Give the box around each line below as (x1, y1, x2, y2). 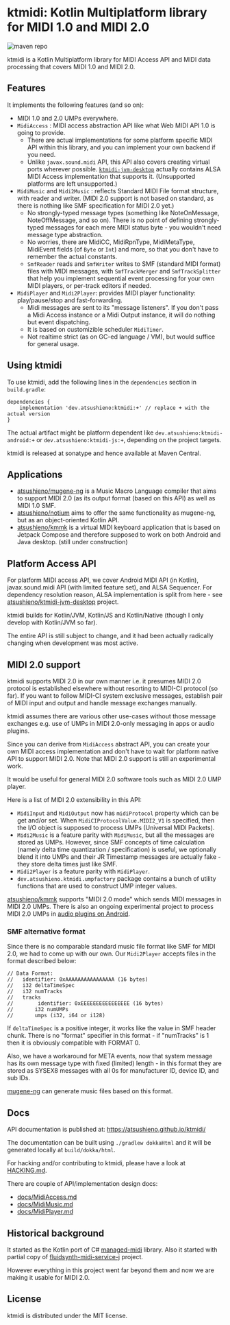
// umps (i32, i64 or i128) (7, 1012, 106, 1019)
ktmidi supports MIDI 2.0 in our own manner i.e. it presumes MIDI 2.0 (7, 677, 201, 685)
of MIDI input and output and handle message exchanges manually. (7, 699, 197, 707)
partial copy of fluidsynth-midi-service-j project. (7, 1252, 144, 1261)
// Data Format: (7, 970, 53, 977)
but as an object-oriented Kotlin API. (16, 516, 120, 524)
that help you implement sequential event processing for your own (27, 274, 214, 282)
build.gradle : (7, 385, 46, 393)
